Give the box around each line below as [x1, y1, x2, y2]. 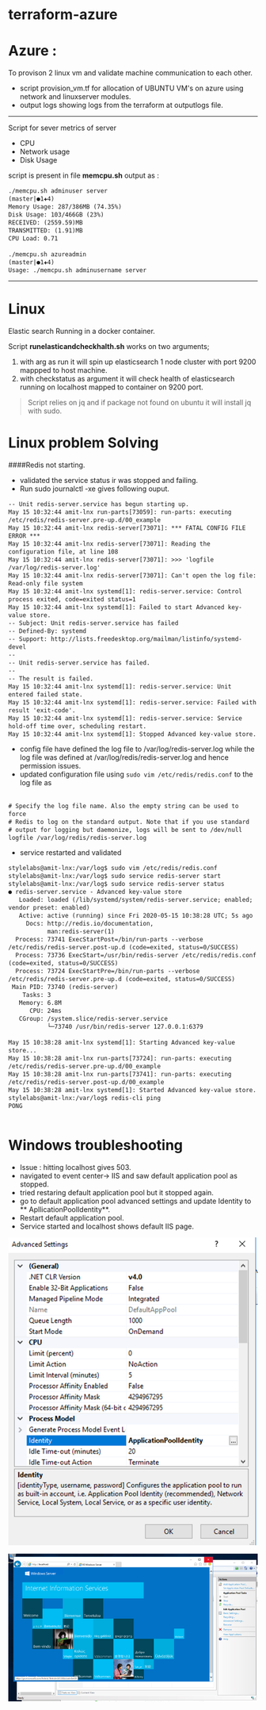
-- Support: [8, 635, 47, 643]
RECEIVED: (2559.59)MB [8, 219, 83, 227]
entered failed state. [8, 691, 83, 699]
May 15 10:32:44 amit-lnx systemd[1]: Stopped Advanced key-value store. [8, 730, 257, 738]
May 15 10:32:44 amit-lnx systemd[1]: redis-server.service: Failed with [8, 699, 257, 707]
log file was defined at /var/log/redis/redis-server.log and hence [19, 753, 230, 762]
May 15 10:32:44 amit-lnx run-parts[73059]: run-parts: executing [8, 508, 232, 516]
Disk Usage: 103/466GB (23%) [8, 211, 104, 219]
